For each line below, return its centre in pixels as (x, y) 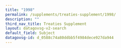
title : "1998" (20, 10)
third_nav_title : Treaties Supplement (46, 24)
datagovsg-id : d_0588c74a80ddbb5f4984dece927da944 (59, 38)
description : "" (22, 19)
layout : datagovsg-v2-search (36, 28)
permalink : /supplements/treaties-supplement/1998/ (60, 14)
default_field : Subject (30, 33)
